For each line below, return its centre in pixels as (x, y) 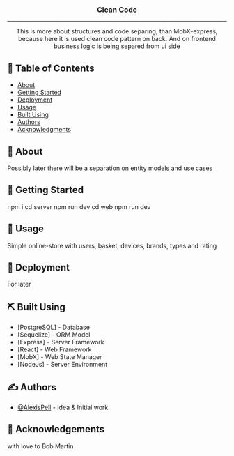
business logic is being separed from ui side (117, 46)
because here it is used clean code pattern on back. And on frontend (117, 39)
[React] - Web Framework (54, 349)
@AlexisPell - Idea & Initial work (63, 407)
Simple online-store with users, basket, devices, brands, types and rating (112, 245)
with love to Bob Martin (40, 446)
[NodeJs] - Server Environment (62, 365)
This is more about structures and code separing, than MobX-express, (117, 31)
